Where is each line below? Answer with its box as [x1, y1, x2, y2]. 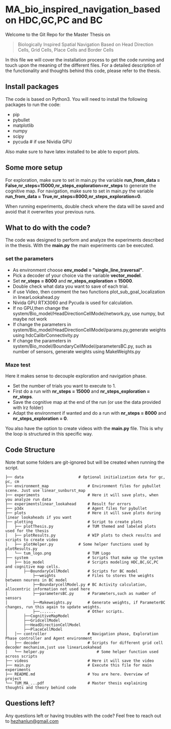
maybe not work [12, 316, 47, 322]
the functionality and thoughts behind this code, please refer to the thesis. [5, 68, 161, 74]
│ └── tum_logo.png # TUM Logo [5, 550, 111, 556]
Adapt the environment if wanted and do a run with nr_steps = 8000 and [12, 410, 166, 416]
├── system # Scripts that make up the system [5, 555, 163, 560]
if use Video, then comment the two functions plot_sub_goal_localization [12, 288, 165, 295]
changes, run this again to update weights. [5, 604, 102, 610]
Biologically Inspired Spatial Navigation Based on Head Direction [17, 41, 154, 47]
